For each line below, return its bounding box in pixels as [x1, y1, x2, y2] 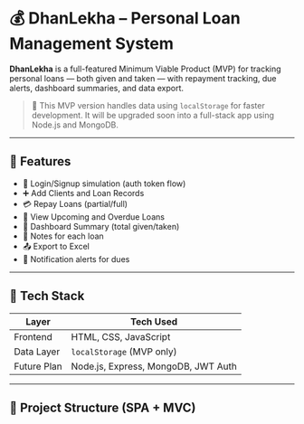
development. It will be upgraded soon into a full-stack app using [31, 109, 274, 120]
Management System [9, 33, 175, 54]
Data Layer [14, 345, 61, 358]
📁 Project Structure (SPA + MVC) [9, 400, 196, 415]
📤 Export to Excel [22, 240, 90, 251]
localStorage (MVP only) [71, 345, 177, 358]
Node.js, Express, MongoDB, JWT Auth [71, 360, 237, 372]
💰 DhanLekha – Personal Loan [9, 8, 242, 29]
